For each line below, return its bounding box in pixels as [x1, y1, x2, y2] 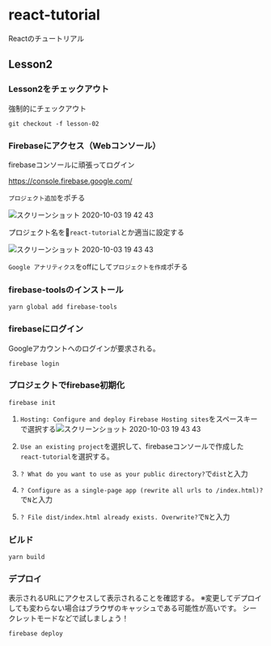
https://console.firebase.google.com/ [8, 176, 133, 186]
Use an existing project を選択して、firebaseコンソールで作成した [19, 441, 244, 451]
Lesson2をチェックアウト [8, 84, 109, 95]
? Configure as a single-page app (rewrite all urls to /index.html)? [19, 486, 264, 494]
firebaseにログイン [8, 323, 83, 334]
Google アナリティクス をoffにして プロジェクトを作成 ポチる [8, 261, 188, 271]
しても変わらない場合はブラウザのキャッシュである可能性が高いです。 [8, 603, 241, 614]
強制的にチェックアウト [8, 103, 87, 113]
